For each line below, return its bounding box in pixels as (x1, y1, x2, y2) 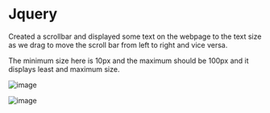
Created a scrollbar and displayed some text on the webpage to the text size (8, 31, 262, 41)
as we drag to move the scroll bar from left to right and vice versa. (8, 40, 228, 49)
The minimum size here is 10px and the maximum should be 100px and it (8, 56, 249, 65)
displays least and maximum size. (8, 64, 120, 73)
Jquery (8, 5, 58, 23)
